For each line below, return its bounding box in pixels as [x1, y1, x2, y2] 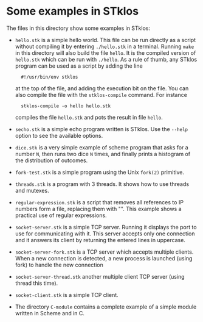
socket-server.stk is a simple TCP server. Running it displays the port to [15, 223, 197, 231]
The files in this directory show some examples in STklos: [6, 24, 151, 32]
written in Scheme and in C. [15, 309, 85, 317]
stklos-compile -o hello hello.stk [21, 102, 111, 109]
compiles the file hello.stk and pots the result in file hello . [15, 113, 163, 121]
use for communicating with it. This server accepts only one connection [15, 230, 195, 237]
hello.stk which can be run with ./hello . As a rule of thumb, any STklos [15, 55, 198, 63]
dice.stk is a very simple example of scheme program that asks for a [15, 143, 188, 151]
